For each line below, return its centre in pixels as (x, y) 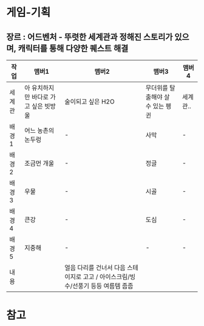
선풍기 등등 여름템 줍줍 (103, 286)
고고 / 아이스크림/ (107, 277)
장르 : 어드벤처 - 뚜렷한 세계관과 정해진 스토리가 (90, 37)
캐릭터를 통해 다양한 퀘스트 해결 (73, 48)
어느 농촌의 (39, 130)
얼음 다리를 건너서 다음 (95, 268)
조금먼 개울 (39, 163)
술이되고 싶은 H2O (90, 101)
